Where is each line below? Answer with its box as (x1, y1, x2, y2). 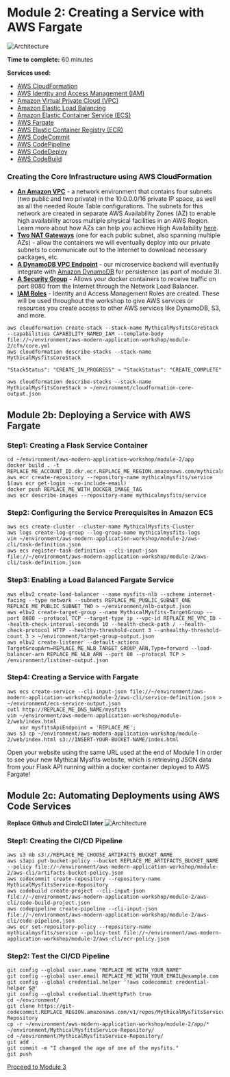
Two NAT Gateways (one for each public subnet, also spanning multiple (16, 231, 220, 239)
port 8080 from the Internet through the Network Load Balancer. (16, 282, 199, 291)
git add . (7, 1039, 36, 1046)
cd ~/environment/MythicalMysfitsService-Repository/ (7, 1033, 164, 1040)
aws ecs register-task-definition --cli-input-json (7, 547, 157, 555)
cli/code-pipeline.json (7, 917, 75, 924)
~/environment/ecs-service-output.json (7, 700, 121, 707)
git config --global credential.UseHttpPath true (7, 991, 152, 998)
